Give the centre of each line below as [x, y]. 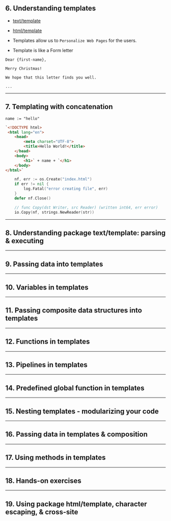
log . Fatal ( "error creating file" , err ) [66, 189]
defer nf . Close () [33, 198]
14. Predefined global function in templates [75, 388]
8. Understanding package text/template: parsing [85, 233]
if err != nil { [32, 184]
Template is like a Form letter [43, 50]
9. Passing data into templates [54, 264]
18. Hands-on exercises [43, 481]
